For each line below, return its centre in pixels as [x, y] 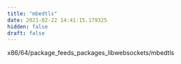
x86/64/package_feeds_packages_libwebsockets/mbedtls [91, 53]
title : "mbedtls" [32, 14]
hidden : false [28, 26]
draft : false [26, 33]
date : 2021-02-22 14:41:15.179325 [57, 20]
